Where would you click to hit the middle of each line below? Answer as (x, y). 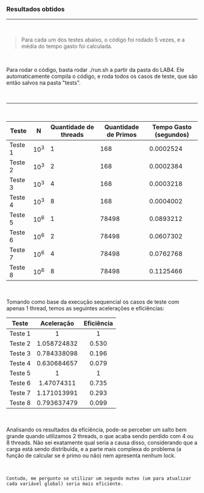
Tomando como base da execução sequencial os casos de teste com (93, 302)
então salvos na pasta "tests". (43, 83)
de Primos (122, 135)
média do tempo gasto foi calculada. (67, 46)
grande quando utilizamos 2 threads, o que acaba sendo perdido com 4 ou (100, 436)
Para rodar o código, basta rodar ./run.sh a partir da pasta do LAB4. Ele (95, 70)
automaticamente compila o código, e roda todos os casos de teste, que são (102, 76)
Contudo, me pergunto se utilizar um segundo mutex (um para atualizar (99, 479)
